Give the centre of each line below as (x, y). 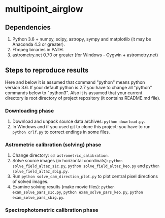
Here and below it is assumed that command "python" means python (75, 82)
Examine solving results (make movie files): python (63, 187)
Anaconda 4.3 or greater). (38, 44)
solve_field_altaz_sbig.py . (40, 171)
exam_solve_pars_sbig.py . (38, 197)
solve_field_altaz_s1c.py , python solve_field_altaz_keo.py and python (86, 166)
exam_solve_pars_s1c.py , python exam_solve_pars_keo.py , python (78, 192)
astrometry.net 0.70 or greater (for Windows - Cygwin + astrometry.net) (85, 55)
